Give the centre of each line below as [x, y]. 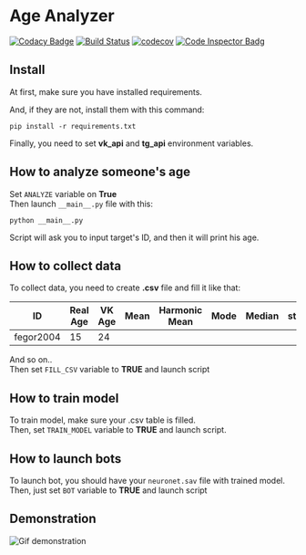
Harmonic [181, 310]
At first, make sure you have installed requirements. [106, 91]
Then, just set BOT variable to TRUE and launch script [108, 490]
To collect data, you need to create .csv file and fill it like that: [125, 288]
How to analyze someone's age [100, 172]
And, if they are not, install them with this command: [107, 110]
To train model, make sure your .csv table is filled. [102, 420]
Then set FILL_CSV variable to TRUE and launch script [110, 370]
